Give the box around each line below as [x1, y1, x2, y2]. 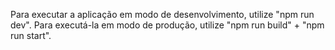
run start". [10, 30, 52, 41]
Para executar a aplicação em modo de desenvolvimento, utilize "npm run [10, 9, 315, 20]
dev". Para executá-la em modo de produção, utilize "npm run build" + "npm [10, 19, 325, 31]
